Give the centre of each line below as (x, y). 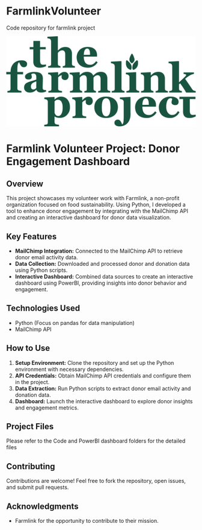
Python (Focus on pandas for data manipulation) (75, 323)
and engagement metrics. (47, 408)
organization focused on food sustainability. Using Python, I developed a (96, 205)
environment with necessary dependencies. (69, 369)
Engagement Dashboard (68, 162)
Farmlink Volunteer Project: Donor (93, 149)
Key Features (32, 236)
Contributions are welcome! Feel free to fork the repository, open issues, (96, 481)
